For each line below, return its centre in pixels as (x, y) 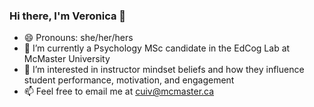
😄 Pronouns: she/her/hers (78, 38)
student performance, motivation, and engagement (129, 80)
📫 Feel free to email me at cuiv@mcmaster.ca (119, 91)
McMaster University (67, 59)
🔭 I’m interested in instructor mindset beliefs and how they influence (164, 70)
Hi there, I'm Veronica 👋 (68, 16)
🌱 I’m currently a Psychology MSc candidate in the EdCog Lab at (157, 48)
